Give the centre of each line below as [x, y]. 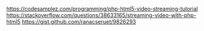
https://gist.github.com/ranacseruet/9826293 [79, 22]
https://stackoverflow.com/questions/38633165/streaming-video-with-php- [101, 15]
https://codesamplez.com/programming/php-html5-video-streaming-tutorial [102, 9]
